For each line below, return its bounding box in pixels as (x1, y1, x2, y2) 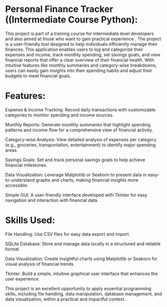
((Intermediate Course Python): (5, 14, 138, 25)
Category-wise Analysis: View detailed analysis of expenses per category (5, 136, 157, 142)
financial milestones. (5, 162, 47, 168)
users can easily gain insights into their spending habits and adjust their (5, 67, 153, 73)
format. (5, 246, 20, 252)
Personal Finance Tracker (5, 3, 114, 15)
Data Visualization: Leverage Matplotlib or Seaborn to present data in (5, 172, 147, 178)
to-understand (5, 177, 35, 183)
